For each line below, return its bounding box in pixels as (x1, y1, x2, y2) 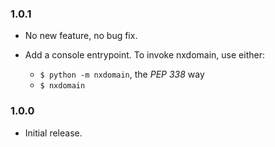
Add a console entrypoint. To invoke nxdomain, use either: (24, 49, 265, 61)
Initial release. (24, 127, 83, 139)
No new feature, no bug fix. (24, 30, 138, 42)
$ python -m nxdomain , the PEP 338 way (39, 68, 205, 81)
